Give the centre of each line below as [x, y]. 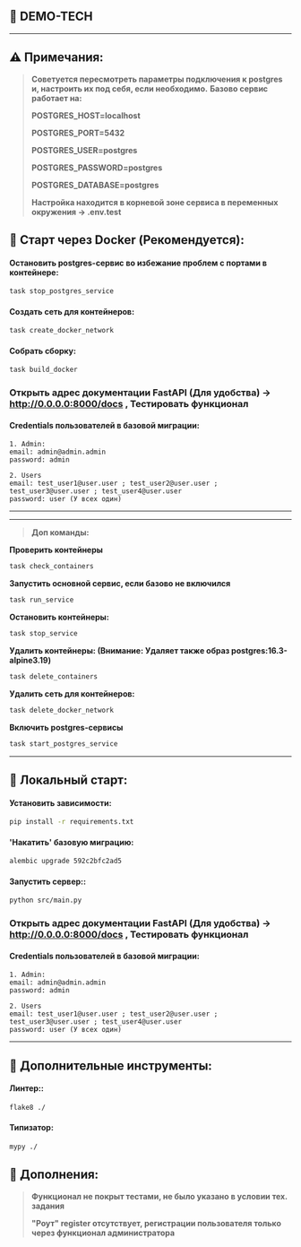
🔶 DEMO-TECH [51, 17]
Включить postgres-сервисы [66, 727]
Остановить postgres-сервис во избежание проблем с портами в [138, 263]
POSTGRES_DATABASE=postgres [95, 185]
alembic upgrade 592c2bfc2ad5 [66, 862]
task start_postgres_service [64, 744]
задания [48, 1206]
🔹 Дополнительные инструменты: [111, 1065]
